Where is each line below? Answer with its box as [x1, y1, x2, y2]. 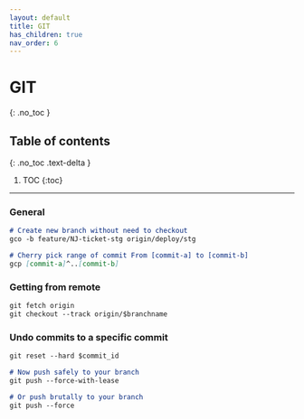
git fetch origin [9, 302, 75, 311]
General [9, 205, 45, 218]
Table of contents [9, 133, 110, 149]
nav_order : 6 [9, 38, 59, 48]
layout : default [9, 13, 71, 23]
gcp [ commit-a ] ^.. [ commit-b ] [9, 259, 119, 268]
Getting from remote [9, 281, 101, 293]
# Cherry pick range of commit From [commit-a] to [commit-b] [9, 251, 249, 260]
